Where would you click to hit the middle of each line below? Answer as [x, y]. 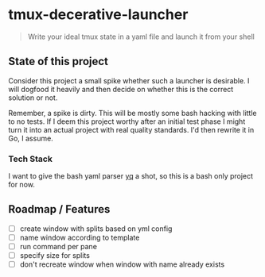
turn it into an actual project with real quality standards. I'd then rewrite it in [131, 129]
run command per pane [58, 246]
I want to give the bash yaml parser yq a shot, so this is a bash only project [131, 176]
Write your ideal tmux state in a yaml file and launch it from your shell [141, 37]
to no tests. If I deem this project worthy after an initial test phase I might [127, 121]
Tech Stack [31, 159]
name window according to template [80, 237]
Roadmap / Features [59, 209]
